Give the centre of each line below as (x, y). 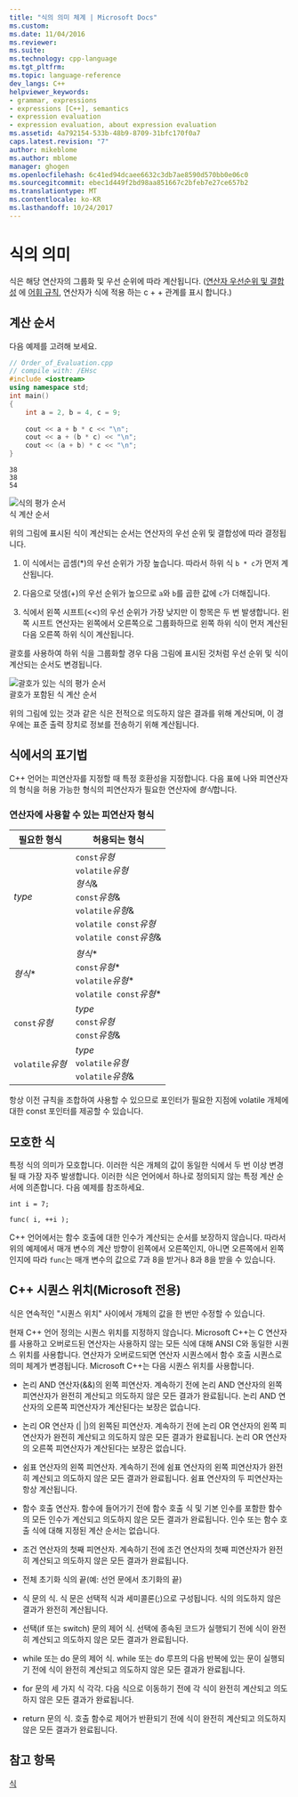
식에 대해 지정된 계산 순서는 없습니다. (96, 1530)
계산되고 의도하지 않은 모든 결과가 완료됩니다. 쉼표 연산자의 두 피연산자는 (157, 1477)
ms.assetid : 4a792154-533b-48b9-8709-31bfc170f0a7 (105, 134)
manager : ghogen (39, 166)
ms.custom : (29, 26)
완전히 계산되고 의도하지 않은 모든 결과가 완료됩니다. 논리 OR (158, 1437)
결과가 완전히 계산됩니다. (65, 1609)
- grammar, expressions (53, 100)
